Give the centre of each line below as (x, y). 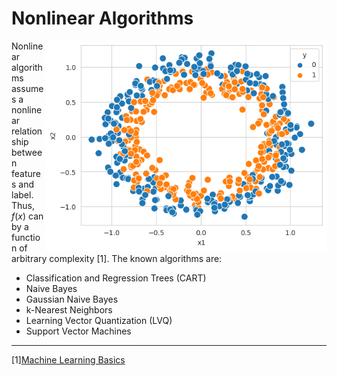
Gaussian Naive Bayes (72, 299)
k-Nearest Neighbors (69, 309)
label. (22, 194)
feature (26, 173)
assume (27, 88)
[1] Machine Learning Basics (68, 359)
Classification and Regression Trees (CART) (116, 278)
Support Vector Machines (78, 331)
